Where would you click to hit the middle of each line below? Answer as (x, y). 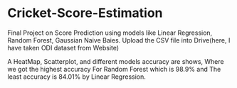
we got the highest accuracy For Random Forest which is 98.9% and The (114, 69)
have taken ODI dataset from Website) (63, 48)
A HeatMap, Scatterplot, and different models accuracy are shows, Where (116, 61)
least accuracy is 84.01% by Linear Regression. (77, 77)
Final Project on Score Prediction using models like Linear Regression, (110, 33)
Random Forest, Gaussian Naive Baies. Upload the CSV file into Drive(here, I (119, 40)
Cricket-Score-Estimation (85, 13)
